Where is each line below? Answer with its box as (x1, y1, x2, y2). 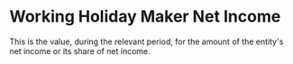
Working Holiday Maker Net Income (9, 6, 281, 27)
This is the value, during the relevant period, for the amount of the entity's (9, 36, 284, 47)
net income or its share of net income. (9, 45, 151, 56)
